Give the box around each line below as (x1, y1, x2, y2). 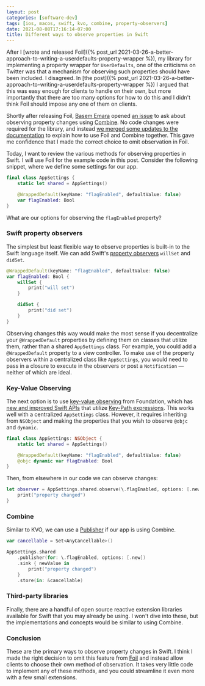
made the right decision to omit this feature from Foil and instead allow (6, 654, 184, 662)
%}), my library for (145, 55, 192, 62)
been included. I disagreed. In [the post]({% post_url (6, 75, 138, 82)
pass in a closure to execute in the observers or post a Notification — (6, 362, 184, 370)
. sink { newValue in (17, 560, 70, 566)
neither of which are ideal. (6, 368, 72, 376)
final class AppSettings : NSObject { (6, 435, 103, 442)
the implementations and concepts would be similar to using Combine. (6, 618, 184, 626)
